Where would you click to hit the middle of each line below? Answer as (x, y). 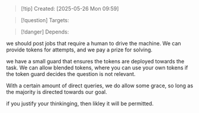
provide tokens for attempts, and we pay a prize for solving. (80, 50)
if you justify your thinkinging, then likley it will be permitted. (80, 103)
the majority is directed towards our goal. (57, 92)
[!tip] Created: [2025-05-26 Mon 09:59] (70, 9)
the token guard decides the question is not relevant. (71, 74)
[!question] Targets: (45, 20)
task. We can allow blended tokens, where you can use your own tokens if (97, 68)
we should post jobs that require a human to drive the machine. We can (94, 43)
